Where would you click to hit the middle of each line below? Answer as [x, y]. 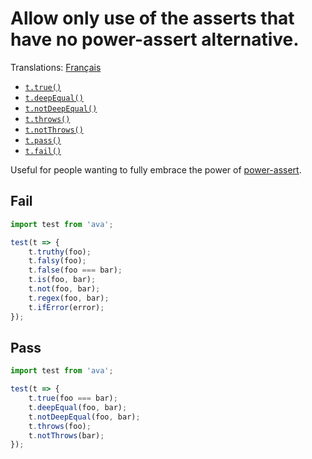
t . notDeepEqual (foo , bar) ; [84, 417]
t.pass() [43, 140]
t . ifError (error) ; [66, 307]
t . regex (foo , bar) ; [69, 298]
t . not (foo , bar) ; [64, 289]
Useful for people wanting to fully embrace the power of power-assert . [156, 169]
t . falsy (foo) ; [57, 261]
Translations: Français [56, 67]
